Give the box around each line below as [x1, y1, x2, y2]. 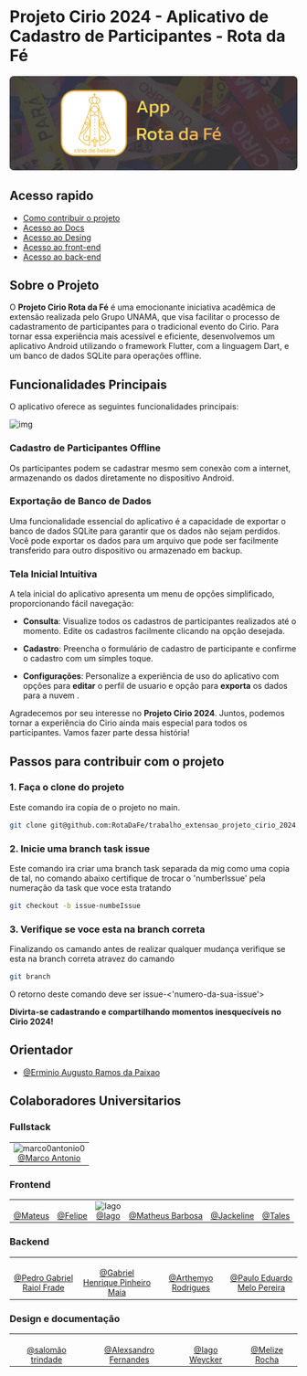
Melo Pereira [237, 1282, 286, 1293]
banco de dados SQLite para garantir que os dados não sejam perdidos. [9, 525, 281, 536]
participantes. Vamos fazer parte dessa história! [9, 727, 190, 738]
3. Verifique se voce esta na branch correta [9, 923, 206, 936]
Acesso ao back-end [22, 251, 101, 262]
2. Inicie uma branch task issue [9, 842, 151, 855]
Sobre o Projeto [9, 278, 100, 293]
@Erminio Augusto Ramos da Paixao [22, 1066, 161, 1077]
